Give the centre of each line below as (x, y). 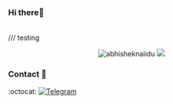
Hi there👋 (26, 13)
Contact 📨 (27, 74)
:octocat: (22, 91)
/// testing (24, 38)
